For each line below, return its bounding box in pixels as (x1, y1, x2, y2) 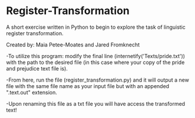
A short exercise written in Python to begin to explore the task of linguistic (6, 23, 186, 31)
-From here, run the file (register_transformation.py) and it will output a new (6, 76, 190, 83)
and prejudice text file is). (6, 65, 68, 72)
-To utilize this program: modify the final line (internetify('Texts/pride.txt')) (6, 52, 186, 59)
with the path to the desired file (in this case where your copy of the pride (6, 59, 185, 66)
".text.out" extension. (6, 89, 58, 96)
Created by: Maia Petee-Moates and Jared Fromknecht (6, 41, 140, 48)
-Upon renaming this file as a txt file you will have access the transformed (6, 100, 186, 107)
